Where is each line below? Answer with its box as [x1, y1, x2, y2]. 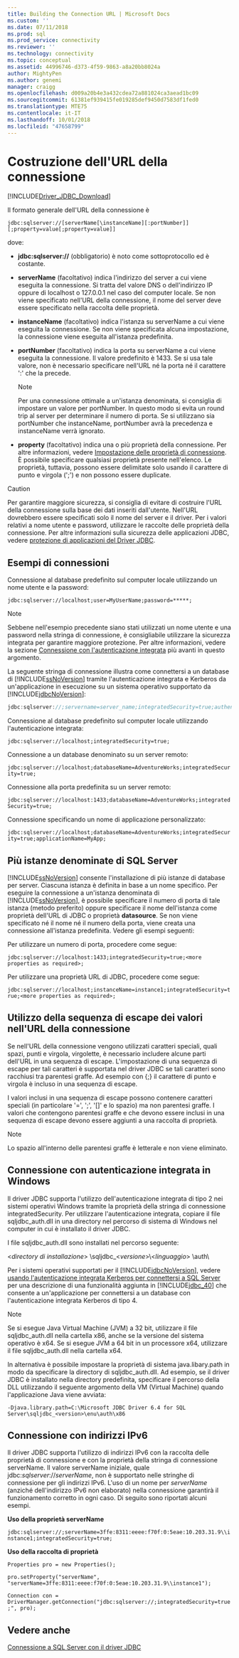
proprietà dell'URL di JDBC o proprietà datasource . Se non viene [7, 911, 198, 920]
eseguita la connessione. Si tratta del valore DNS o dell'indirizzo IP [17, 281, 213, 289]
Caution [7, 484, 31, 493]
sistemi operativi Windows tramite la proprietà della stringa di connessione [7, 1201, 226, 1210]
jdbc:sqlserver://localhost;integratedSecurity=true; [7, 738, 171, 745]
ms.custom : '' [7, 17, 50, 24]
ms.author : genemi [7, 76, 62, 84]
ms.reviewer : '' [7, 43, 55, 51]
